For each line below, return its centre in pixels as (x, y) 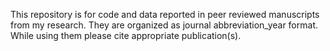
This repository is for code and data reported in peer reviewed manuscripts (165, 14)
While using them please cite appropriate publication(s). (126, 35)
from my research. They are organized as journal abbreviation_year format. (164, 25)
